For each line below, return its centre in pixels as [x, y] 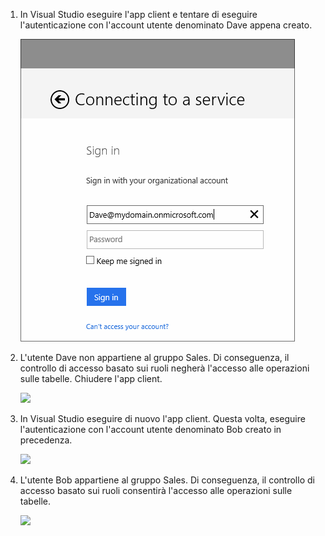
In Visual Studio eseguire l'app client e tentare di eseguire [138, 14]
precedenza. [46, 440]
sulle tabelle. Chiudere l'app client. [91, 378]
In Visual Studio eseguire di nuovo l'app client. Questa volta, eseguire [162, 418]
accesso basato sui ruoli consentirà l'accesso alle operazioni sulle [156, 490]
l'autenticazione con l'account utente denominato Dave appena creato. [166, 25]
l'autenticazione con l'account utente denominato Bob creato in [150, 429]
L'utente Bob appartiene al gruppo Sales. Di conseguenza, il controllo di [167, 480]
